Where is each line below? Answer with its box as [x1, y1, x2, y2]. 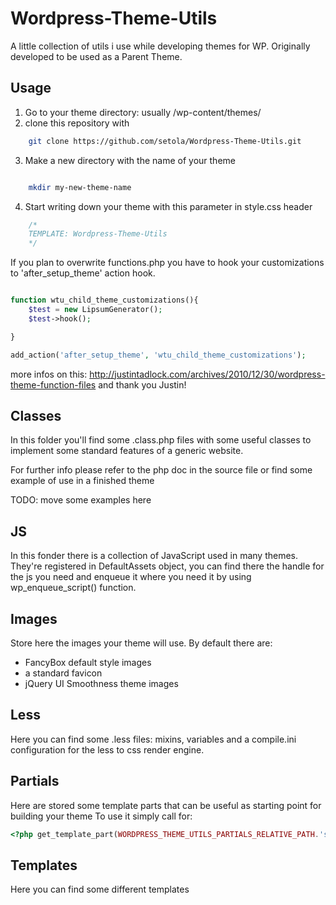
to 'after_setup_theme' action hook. [10, 267, 156, 279]
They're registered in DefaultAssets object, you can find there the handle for [10, 560, 325, 572]
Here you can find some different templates [10, 883, 190, 896]
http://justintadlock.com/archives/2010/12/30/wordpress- [89, 368, 326, 380]
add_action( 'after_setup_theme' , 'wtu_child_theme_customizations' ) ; [10, 350, 307, 360]
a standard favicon [24, 667, 103, 679]
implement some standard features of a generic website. [10, 445, 244, 457]
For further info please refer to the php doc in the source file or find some [10, 464, 313, 476]
